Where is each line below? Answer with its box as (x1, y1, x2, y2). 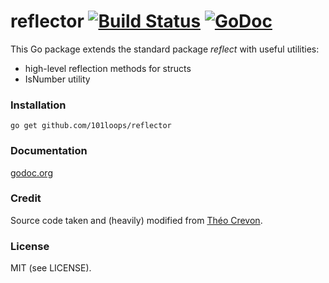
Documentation (10, 144, 88, 158)
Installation (10, 98, 67, 112)
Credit (10, 191, 42, 205)
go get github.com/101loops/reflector (10, 121, 172, 131)
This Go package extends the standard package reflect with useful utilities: (10, 43, 320, 55)
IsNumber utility (24, 73, 91, 85)
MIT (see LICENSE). (10, 262, 92, 274)
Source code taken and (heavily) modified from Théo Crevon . (10, 214, 263, 226)
